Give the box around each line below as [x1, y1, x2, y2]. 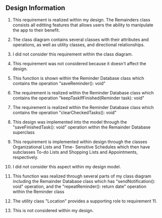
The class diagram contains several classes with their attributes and [12, 36, 149, 42]
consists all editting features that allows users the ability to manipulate [12, 22, 154, 28]
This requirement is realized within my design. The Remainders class [12, 17, 150, 22]
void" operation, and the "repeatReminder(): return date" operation [12, 183, 146, 189]
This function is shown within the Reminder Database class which [12, 75, 144, 81]
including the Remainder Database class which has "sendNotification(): [12, 178, 156, 184]
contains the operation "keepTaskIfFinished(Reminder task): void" [12, 95, 145, 101]
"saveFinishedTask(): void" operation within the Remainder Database [12, 124, 151, 130]
